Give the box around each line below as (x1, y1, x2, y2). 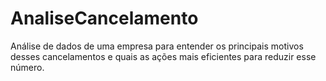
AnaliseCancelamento (10, 7, 199, 30)
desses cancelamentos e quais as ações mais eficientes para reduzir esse (10, 50, 317, 62)
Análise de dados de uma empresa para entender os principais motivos (10, 40, 304, 52)
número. (10, 61, 45, 73)
